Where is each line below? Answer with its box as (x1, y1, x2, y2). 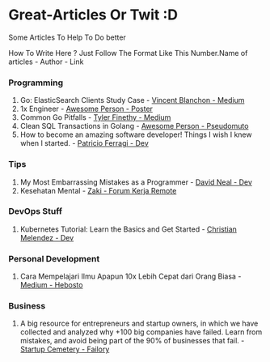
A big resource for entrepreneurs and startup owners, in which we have (19, 318, 259, 329)
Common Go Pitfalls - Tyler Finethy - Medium (19, 113, 171, 122)
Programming (8, 77, 63, 88)
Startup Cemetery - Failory (19, 344, 110, 354)
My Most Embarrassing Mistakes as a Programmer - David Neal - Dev (19, 177, 253, 187)
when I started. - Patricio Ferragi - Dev (19, 138, 150, 148)
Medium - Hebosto (19, 280, 83, 290)
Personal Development (8, 253, 100, 264)
